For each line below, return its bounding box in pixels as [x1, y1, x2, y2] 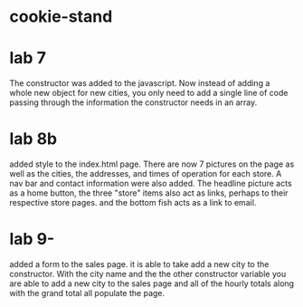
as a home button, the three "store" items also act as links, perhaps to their [9, 187, 289, 198]
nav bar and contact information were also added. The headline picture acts [9, 178, 292, 189]
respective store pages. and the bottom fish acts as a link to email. [9, 197, 257, 208]
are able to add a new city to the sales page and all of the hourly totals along [9, 278, 295, 289]
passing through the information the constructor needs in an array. [9, 97, 258, 108]
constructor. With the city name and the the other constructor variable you [9, 269, 287, 279]
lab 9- [9, 229, 55, 250]
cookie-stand [9, 6, 113, 27]
